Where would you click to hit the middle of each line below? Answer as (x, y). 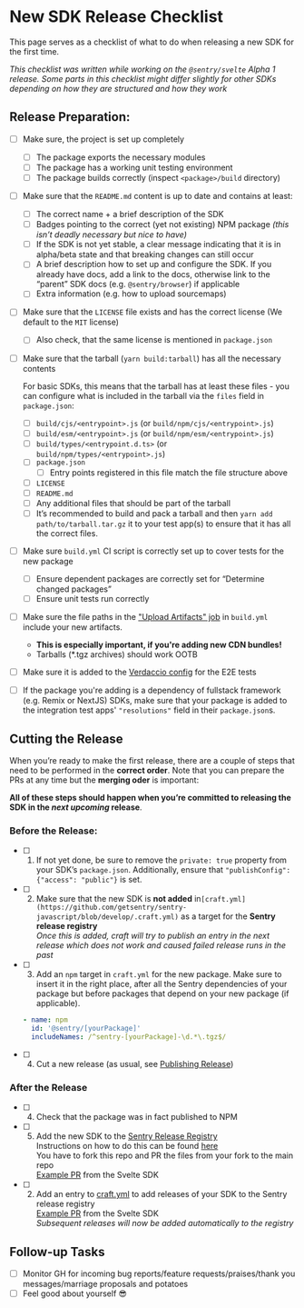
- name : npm (45, 1020)
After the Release (49, 1087)
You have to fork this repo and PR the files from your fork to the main (165, 1155)
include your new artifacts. (72, 627)
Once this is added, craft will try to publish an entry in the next (153, 936)
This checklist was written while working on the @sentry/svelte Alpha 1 (142, 69)
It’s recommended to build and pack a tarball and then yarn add (154, 513)
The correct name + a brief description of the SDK (130, 215)
